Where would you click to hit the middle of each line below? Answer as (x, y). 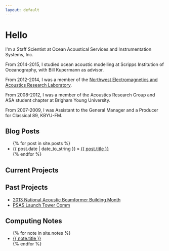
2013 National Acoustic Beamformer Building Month (67, 200)
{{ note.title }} (27, 238)
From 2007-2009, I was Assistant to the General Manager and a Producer (82, 110)
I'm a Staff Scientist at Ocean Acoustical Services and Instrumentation (78, 49)
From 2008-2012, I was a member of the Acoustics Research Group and (80, 95)
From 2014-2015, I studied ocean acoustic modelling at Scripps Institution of (85, 64)
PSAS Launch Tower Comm (41, 205)
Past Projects (27, 187)
